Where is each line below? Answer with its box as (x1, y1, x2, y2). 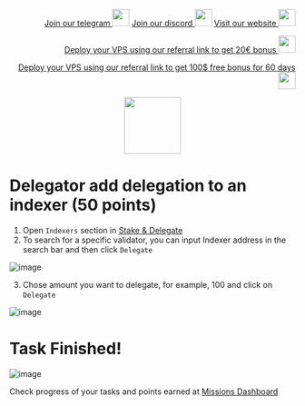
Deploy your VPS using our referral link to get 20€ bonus (64, 45, 277, 54)
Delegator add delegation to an (9, 175, 247, 196)
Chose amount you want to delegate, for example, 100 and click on (22, 279, 273, 290)
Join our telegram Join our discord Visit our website (44, 18, 277, 28)
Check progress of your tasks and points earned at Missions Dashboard (9, 386, 279, 397)
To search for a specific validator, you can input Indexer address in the (22, 234, 287, 245)
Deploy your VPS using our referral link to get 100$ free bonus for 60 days (17, 62, 296, 73)
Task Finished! (9, 339, 123, 359)
